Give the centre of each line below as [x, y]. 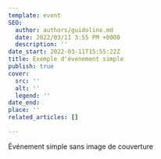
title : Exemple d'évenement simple [66, 60]
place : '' [24, 110]
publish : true [31, 67]
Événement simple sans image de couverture [81, 146]
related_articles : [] [43, 117]
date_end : [24, 103]
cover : [19, 74]
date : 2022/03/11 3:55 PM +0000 [68, 37]
